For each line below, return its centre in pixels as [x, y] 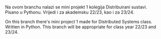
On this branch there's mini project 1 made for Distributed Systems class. [79, 22]
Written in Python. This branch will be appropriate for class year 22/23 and [80, 27]
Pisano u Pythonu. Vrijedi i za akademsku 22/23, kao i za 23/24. [70, 12]
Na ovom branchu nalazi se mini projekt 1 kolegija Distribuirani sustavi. [76, 7]
